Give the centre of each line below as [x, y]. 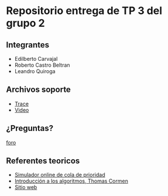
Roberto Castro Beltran [42, 65]
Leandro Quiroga [35, 71]
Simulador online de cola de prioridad [60, 175]
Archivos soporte [39, 90]
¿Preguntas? [30, 128]
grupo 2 [25, 23]
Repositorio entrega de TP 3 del [84, 11]
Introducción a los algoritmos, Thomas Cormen [71, 181]
